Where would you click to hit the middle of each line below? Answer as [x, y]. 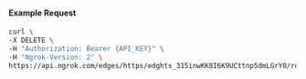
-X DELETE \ [31, 41]
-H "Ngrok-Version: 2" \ [56, 57]
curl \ [21, 32]
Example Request [42, 13]
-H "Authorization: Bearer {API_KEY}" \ [87, 49]
